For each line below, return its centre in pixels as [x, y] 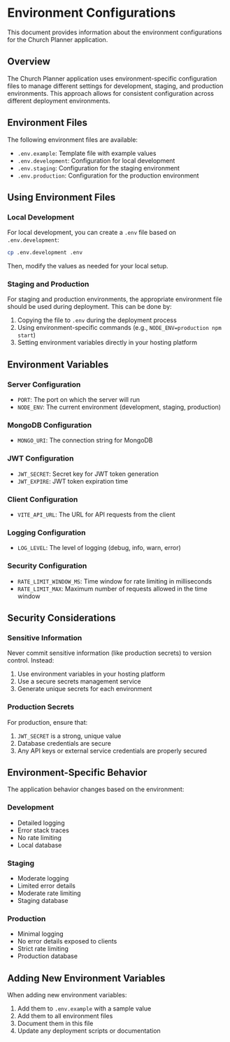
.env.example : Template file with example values [87, 153]
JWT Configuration [41, 458]
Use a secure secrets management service [79, 681]
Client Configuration [43, 499]
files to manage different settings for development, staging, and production [115, 86]
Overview [29, 62]
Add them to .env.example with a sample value [84, 1008]
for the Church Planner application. [58, 39]
